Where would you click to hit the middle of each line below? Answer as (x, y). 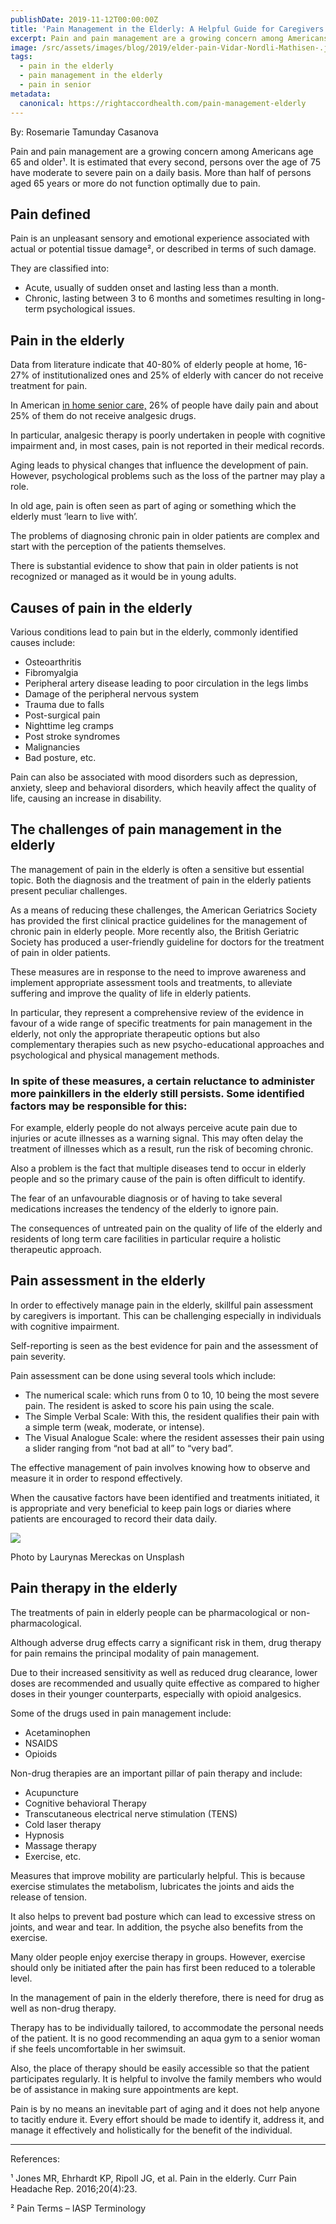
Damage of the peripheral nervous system (112, 693)
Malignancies (52, 747)
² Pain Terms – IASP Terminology (78, 2208)
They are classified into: (60, 268)
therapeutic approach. (56, 1250)
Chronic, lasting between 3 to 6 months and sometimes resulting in (163, 298)
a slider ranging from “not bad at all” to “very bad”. (129, 1448)
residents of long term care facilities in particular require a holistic (146, 1239)
